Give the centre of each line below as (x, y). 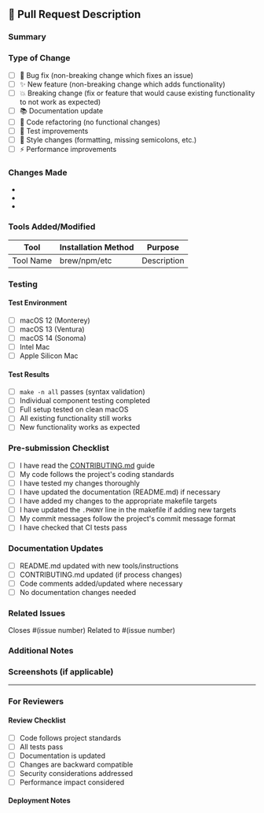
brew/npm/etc (86, 261)
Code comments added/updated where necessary (101, 583)
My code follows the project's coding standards (97, 474)
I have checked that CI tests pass (73, 527)
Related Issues (37, 613)
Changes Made (38, 172)
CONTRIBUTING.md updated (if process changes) (101, 575)
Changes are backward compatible (76, 764)
